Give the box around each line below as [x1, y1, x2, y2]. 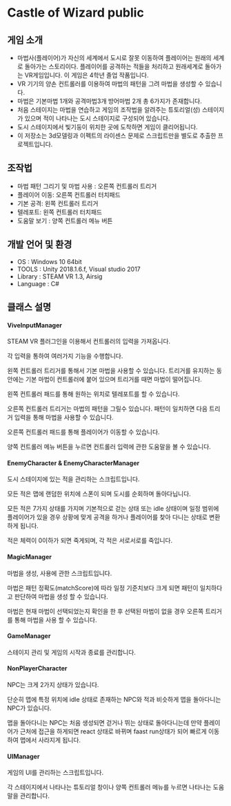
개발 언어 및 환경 [7, 238, 72, 250]
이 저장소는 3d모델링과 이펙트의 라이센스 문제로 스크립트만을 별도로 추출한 [17, 131, 217, 140]
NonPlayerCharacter [7, 664, 68, 673]
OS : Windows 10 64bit [17, 257, 83, 265]
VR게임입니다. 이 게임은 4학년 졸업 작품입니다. [24, 71, 149, 79]
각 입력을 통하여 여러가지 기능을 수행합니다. [7, 352, 123, 360]
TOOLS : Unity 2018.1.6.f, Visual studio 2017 [17, 265, 141, 273]
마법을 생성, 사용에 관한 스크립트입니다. [7, 569, 112, 577]
